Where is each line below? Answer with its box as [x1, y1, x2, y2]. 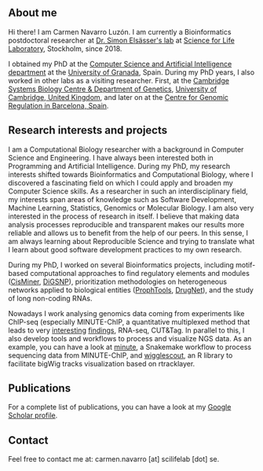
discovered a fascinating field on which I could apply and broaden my [8, 178, 233, 187]
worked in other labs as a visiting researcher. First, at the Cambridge [8, 75, 230, 85]
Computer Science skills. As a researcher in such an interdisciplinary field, [8, 186, 249, 196]
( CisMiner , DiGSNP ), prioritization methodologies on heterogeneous [8, 277, 228, 286]
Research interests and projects [8, 123, 167, 137]
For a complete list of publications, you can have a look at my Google [8, 403, 232, 412]
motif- [235, 259, 256, 270]
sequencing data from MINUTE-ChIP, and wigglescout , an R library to [8, 350, 233, 360]
